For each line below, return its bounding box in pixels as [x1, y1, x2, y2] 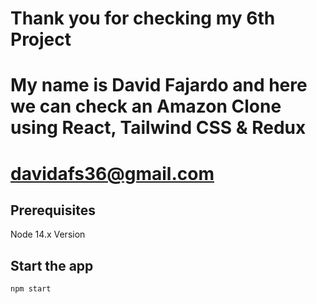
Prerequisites [10, 202, 96, 219]
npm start [10, 284, 52, 294]
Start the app [10, 257, 94, 274]
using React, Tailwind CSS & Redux [10, 117, 307, 139]
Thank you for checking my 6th [10, 7, 276, 30]
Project [10, 28, 72, 51]
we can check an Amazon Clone [10, 95, 282, 118]
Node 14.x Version [10, 228, 86, 241]
